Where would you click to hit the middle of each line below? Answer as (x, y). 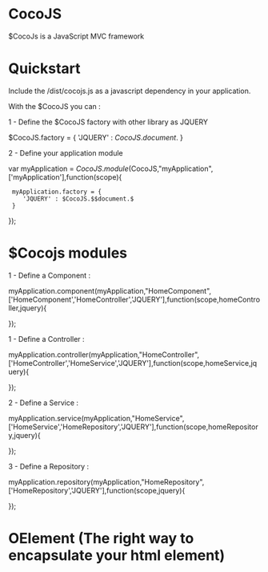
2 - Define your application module (66, 152)
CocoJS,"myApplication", (172, 168)
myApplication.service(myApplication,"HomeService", (96, 418)
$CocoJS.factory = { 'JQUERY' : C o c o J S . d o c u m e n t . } (96, 137)
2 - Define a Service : (43, 403)
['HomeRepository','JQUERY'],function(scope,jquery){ (97, 490)
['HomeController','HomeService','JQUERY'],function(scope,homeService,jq (133, 363)
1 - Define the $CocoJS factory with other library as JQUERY (108, 122)
